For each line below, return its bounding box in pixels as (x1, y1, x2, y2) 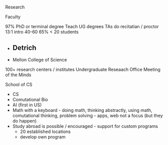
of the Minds (5, 72, 32, 78)
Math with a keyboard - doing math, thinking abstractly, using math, (12, 107, 152, 113)
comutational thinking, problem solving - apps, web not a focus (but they (12, 112, 163, 118)
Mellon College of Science (12, 57, 67, 63)
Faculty (5, 14, 21, 20)
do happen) (12, 118, 37, 124)
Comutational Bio (12, 97, 49, 102)
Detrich (12, 43, 37, 52)
